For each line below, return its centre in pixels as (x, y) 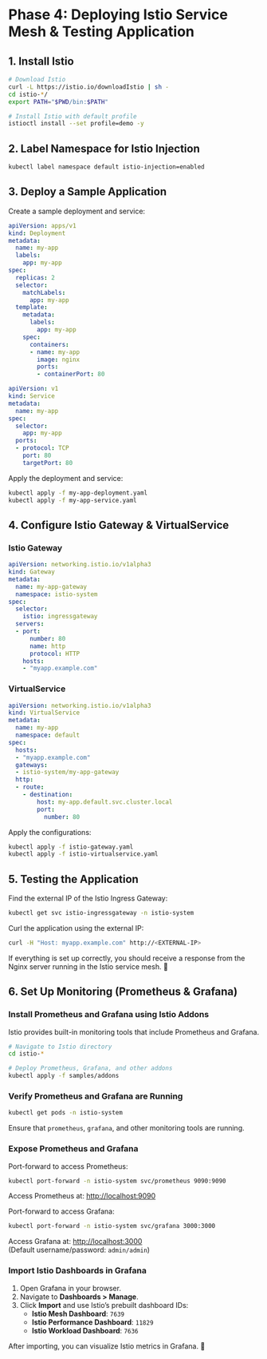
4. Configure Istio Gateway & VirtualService (119, 525)
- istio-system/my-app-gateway (67, 773)
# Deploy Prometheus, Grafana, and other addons (90, 1068)
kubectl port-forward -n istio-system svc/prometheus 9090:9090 (117, 1181)
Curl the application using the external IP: (76, 928)
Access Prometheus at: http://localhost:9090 (82, 1196)
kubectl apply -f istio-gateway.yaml (71, 847)
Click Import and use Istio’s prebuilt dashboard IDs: (104, 1305)
